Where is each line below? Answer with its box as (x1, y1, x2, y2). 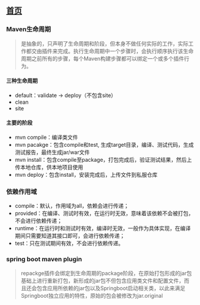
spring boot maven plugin (6, 255, 82, 264)
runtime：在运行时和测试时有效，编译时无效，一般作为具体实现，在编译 (14, 225, 191, 232)
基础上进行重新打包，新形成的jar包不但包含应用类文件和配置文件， (20, 277, 184, 284)
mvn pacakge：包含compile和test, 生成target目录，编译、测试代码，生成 (14, 141, 194, 149)
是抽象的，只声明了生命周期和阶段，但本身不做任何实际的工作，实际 (20, 40, 189, 47)
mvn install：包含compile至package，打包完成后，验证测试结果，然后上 (14, 156, 192, 164)
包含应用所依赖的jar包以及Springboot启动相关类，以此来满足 (36, 284, 186, 292)
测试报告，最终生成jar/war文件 (14, 149, 90, 156)
